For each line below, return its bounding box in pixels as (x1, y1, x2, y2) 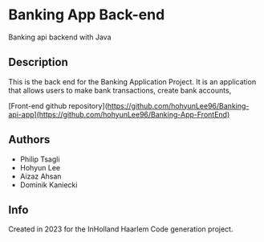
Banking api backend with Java (8, 32, 112, 42)
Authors (8, 133, 51, 146)
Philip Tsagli (19, 154, 60, 164)
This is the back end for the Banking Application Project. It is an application (8, 76, 257, 86)
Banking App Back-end (8, 6, 165, 24)
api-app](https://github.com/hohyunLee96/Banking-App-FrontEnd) (8, 109, 230, 119)
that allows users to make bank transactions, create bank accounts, (8, 85, 232, 95)
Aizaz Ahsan (19, 171, 62, 181)
